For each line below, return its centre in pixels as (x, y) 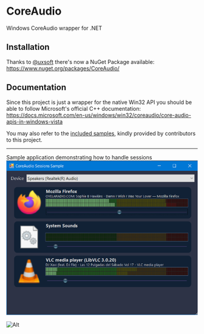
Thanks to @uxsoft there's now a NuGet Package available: (80, 61)
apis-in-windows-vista (35, 121)
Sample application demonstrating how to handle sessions (79, 157)
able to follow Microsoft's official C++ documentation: (74, 108)
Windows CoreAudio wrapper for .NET (54, 28)
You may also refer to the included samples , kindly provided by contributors (101, 133)
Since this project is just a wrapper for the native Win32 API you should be (99, 102)
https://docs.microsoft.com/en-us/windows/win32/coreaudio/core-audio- (99, 115)
